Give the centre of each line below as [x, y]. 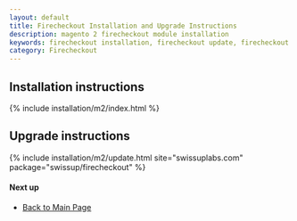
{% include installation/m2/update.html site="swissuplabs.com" [126, 158]
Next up [25, 187]
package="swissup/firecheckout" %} [78, 167]
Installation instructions [77, 87]
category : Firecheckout [54, 51]
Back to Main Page [57, 207]
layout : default [39, 17]
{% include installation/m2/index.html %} [85, 108]
